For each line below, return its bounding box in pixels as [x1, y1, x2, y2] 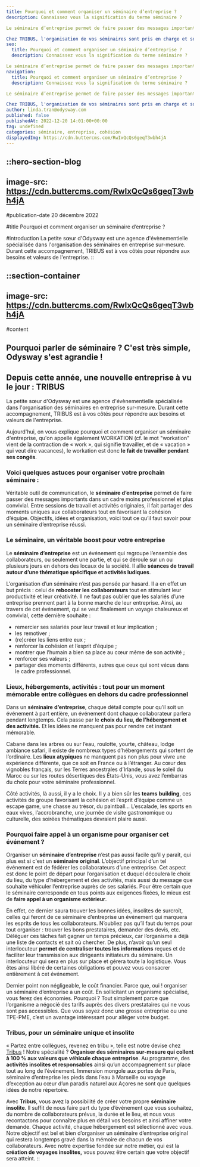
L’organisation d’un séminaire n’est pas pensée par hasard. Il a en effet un [6, 580, 186, 587]
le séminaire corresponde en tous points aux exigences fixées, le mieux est [6, 889, 190, 896]
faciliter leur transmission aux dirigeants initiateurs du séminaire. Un [6, 952, 173, 959]
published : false [6, 113, 49, 119]
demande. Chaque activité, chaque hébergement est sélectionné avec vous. [6, 1123, 193, 1131]
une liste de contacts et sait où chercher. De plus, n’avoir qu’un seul [6, 939, 172, 946]
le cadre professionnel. [14, 667, 71, 674]
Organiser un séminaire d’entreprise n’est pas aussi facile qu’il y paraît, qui [6, 851, 192, 859]
